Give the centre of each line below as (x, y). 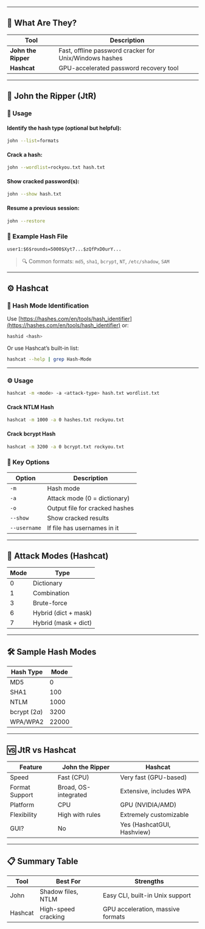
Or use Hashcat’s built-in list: (43, 348)
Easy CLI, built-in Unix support (147, 895)
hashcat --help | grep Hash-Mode (49, 359)
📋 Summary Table (43, 861)
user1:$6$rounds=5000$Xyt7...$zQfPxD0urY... (64, 249)
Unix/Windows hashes (90, 58)
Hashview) (135, 832)
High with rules (79, 815)
